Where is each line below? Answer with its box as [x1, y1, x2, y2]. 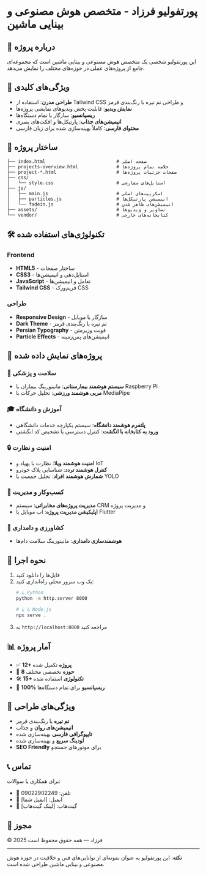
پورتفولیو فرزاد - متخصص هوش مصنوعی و [7, 4, 198, 18]
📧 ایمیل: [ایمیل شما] [15, 796, 63, 803]
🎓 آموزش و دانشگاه [7, 405, 62, 414]
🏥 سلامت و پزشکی [7, 368, 57, 377]
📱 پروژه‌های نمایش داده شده [7, 351, 103, 360]
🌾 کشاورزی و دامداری [7, 523, 64, 532]
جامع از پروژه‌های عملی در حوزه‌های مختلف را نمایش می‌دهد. [7, 64, 145, 72]
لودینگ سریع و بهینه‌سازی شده [15, 737, 84, 744]
